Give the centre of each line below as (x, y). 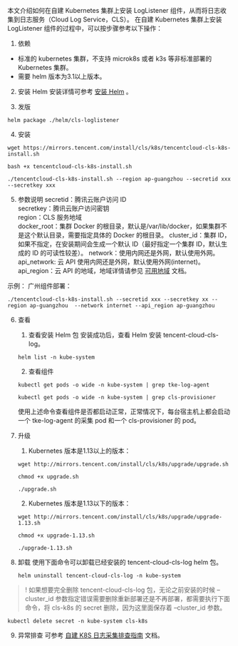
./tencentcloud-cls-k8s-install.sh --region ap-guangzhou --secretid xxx (119, 179)
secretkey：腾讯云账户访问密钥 (63, 208)
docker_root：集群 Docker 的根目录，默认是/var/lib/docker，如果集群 (119, 226)
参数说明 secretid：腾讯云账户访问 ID (72, 199)
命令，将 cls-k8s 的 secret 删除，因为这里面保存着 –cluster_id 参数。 (125, 607)
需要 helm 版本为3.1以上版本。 (62, 76)
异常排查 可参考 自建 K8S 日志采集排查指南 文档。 (90, 635)
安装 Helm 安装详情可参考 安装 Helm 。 (75, 92)
